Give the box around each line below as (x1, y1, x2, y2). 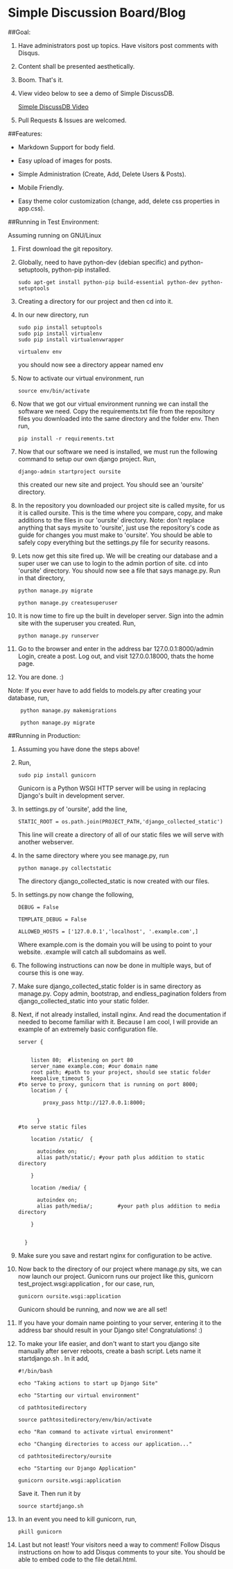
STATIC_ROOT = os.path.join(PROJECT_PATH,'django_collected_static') (17, 818, 224, 825)
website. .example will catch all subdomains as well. (17, 947, 167, 956)
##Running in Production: (8, 731, 81, 739)
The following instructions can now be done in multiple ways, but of (17, 961, 212, 969)
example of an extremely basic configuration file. (17, 1025, 158, 1033)
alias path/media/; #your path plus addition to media (36, 1202, 221, 1210)
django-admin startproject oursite (17, 468, 121, 475)
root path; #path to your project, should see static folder (31, 1069, 211, 1076)
